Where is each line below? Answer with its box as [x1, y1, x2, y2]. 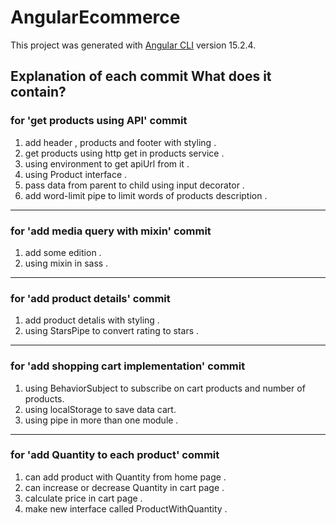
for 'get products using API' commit [10, 114, 188, 128]
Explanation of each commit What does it [10, 68, 272, 85]
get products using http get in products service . [24, 147, 225, 159]
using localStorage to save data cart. [24, 403, 177, 415]
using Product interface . [24, 168, 128, 180]
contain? [10, 84, 67, 101]
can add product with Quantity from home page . [24, 471, 227, 483]
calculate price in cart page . [24, 492, 143, 504]
